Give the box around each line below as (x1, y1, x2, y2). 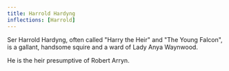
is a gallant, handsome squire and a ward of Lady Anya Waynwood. (7, 43, 199, 51)
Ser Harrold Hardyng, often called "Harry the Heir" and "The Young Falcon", (7, 35, 223, 43)
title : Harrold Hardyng (7, 10, 76, 17)
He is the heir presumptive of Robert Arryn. (7, 56, 130, 64)
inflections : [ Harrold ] (7, 17, 76, 23)
